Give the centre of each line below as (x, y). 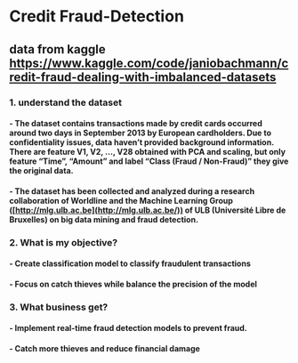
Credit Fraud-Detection (97, 16)
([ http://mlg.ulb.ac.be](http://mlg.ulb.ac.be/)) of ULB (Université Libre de (148, 210)
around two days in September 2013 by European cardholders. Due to (141, 133)
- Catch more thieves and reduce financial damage (105, 348)
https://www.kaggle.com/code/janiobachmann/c (149, 63)
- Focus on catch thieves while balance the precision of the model (133, 284)
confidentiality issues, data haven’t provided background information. (141, 142)
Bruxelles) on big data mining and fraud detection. (104, 219)
